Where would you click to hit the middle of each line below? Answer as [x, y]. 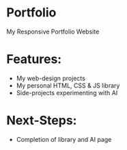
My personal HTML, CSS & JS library [68, 85]
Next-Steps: [42, 121]
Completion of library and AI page [64, 139]
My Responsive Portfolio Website [53, 32]
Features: [34, 59]
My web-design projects [51, 78]
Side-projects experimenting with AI [67, 92]
